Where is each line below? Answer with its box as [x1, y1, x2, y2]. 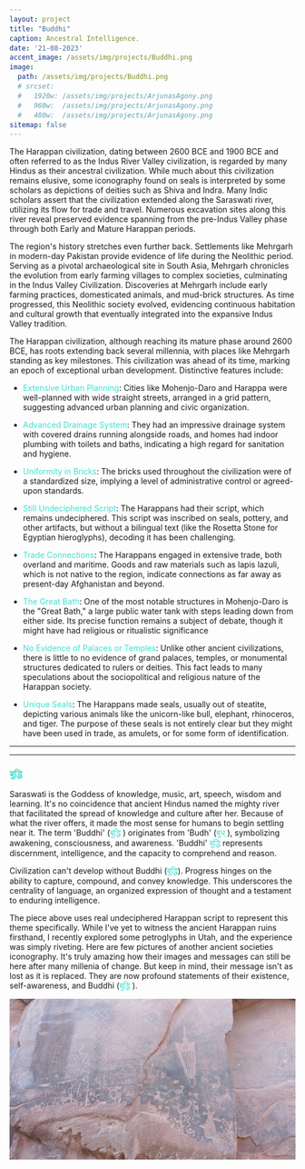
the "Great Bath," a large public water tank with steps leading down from [22, 605, 294, 617]
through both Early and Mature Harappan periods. [9, 224, 196, 235]
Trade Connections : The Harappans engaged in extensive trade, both [22, 550, 282, 561]
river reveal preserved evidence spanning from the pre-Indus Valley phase [9, 214, 288, 225]
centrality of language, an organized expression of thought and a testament [9, 884, 292, 895]
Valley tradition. [9, 318, 68, 329]
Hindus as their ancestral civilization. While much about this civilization [9, 165, 274, 176]
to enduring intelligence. [9, 894, 101, 905]
